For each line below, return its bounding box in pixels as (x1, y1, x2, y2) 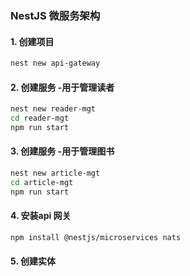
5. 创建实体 (10, 255, 56, 267)
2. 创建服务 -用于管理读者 (10, 81, 115, 93)
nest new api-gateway (10, 58, 101, 69)
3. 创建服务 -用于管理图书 (10, 145, 115, 157)
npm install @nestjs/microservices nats (10, 232, 182, 242)
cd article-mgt (10, 177, 74, 187)
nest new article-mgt (10, 168, 101, 179)
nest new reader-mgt (10, 104, 97, 114)
